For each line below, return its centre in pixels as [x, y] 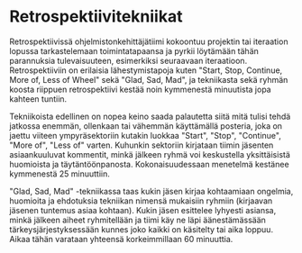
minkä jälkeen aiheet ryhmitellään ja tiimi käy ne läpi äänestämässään [137, 220]
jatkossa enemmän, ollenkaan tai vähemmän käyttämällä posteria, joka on [146, 126]
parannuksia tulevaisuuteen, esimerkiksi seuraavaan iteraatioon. [128, 60]
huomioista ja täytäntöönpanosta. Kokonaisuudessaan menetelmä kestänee [150, 164]
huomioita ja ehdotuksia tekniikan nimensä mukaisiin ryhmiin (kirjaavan [141, 201]
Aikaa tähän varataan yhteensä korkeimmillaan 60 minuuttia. [121, 239]
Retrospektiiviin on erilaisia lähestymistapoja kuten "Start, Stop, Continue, [146, 70]
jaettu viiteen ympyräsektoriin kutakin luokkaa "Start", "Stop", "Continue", [145, 135]
